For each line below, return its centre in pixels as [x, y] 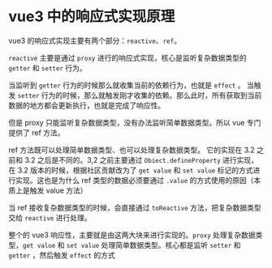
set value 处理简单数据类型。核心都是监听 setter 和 [153, 245]
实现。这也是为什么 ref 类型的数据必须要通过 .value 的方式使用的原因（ [134, 180]
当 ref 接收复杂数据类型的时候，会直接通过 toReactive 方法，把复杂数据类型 [135, 207]
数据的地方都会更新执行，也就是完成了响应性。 [86, 105]
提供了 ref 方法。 [37, 132]
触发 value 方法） [58, 190]
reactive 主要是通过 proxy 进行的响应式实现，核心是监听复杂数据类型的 [127, 57]
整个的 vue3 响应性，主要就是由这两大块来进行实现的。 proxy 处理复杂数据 [132, 235]
